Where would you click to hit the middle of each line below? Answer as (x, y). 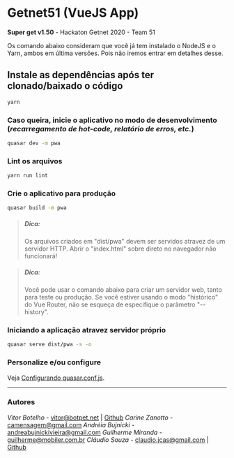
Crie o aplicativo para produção (62, 193)
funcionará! (41, 256)
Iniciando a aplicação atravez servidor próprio (87, 330)
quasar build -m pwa (37, 208)
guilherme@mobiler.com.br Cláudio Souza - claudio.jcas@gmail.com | (108, 439)
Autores (21, 402)
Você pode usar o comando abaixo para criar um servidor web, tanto (123, 290)
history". (36, 312)
